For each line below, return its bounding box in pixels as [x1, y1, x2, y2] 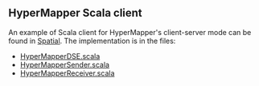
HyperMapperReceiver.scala [19, 68, 115, 78]
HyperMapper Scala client [8, 6, 142, 20]
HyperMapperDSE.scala [19, 51, 101, 61]
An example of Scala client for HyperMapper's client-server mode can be [8, 27, 252, 37]
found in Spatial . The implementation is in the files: [8, 36, 176, 45]
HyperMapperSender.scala [19, 60, 110, 69]
